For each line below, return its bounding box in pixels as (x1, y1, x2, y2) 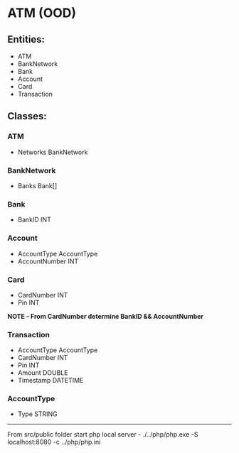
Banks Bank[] (17, 181, 58, 190)
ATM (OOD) (7, 5, 77, 21)
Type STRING (17, 410, 58, 418)
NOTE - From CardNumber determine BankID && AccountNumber (7, 312, 204, 320)
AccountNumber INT (17, 257, 79, 266)
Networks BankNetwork (17, 148, 88, 156)
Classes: (7, 110, 48, 122)
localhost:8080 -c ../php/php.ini (7, 438, 101, 447)
